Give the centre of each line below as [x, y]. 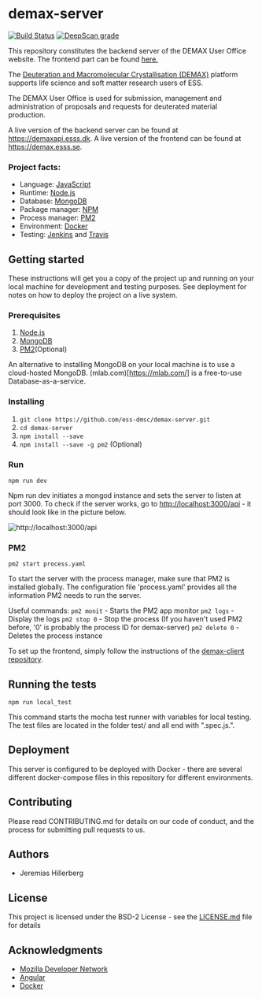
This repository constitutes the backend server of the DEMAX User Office [127, 50]
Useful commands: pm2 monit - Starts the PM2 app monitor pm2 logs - [121, 610]
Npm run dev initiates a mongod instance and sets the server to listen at [125, 495]
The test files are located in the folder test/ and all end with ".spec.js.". [122, 725]
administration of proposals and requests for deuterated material [113, 106]
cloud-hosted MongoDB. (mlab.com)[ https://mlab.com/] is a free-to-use [125, 373]
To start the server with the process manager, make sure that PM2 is [119, 579]
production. [27, 114]
